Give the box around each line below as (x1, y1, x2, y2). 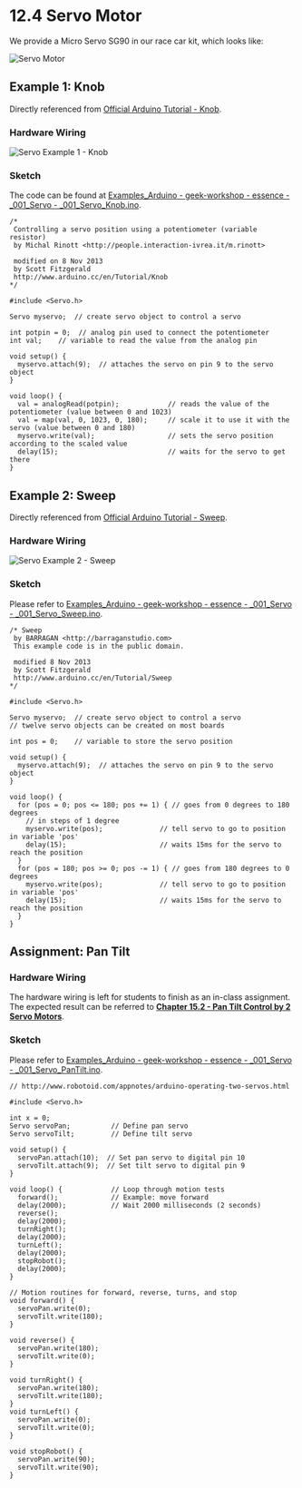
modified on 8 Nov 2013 (13, 257, 103, 266)
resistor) (9, 233, 47, 242)
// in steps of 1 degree (25, 816, 120, 826)
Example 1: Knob (9, 79, 105, 95)
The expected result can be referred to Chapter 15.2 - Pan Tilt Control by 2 (9, 1002, 291, 1013)
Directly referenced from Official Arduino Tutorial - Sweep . (9, 512, 229, 523)
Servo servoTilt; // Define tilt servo (9, 1129, 193, 1139)
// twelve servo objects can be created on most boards (9, 720, 225, 730)
